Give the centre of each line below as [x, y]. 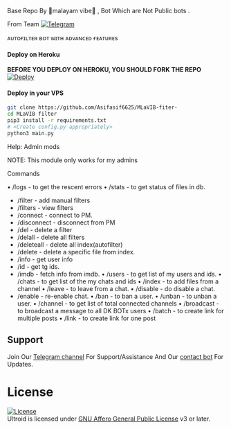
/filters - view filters [45, 207]
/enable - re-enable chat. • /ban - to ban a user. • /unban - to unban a [117, 296]
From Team [23, 24]
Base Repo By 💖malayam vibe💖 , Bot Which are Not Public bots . [99, 11]
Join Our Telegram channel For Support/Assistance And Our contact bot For [115, 356]
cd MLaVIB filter [32, 114]
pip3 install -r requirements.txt [57, 121]
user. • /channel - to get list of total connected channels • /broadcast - [118, 303]
